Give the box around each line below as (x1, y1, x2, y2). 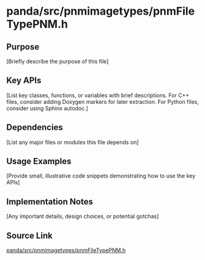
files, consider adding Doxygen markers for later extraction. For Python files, (6, 98, 199, 105)
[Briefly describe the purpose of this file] (6, 58, 109, 65)
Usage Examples (6, 156, 72, 167)
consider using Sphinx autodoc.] (6, 104, 89, 112)
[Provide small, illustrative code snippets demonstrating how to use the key (6, 172, 196, 179)
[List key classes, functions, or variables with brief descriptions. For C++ (6, 92, 190, 99)
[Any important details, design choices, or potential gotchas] (6, 212, 159, 220)
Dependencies (6, 122, 63, 132)
